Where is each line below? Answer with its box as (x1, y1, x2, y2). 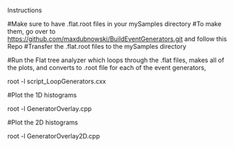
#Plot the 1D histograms (7, 91, 77, 99)
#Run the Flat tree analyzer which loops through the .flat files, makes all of (7, 56, 225, 64)
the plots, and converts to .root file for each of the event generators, (7, 64, 206, 71)
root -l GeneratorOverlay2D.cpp (7, 132, 101, 140)
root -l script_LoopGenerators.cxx (7, 77, 106, 86)
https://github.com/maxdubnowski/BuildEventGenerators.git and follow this (7, 35, 227, 43)
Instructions (7, 6, 43, 14)
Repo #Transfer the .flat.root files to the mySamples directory (7, 42, 186, 50)
